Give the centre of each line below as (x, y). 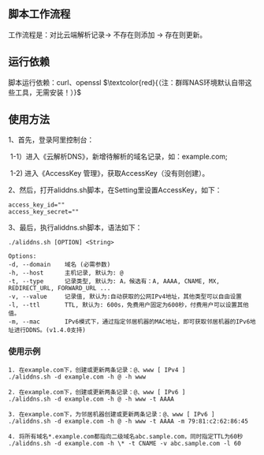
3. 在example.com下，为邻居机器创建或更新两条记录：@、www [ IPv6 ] (112, 414)
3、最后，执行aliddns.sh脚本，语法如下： (75, 228)
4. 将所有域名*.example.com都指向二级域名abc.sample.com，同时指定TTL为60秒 (126, 436)
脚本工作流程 (39, 14)
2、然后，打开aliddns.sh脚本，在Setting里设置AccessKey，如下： (115, 190)
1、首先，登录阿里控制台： (51, 140)
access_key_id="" (37, 205)
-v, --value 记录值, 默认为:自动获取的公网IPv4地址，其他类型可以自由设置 (125, 297)
